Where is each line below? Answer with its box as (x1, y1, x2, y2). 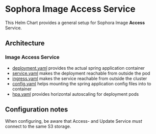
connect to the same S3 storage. (5, 124, 71, 130)
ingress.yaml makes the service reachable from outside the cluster (12, 75, 147, 81)
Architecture (5, 39, 45, 48)
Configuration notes (5, 106, 68, 114)
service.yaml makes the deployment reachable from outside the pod (12, 70, 151, 76)
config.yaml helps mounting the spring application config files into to (12, 80, 151, 86)
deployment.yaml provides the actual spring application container (12, 65, 145, 71)
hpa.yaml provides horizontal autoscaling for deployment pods (12, 91, 139, 97)
